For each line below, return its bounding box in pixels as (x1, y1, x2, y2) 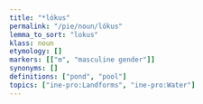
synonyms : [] (9, 64, 59, 73)
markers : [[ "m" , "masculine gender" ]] (9, 55, 155, 64)
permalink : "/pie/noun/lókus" (9, 22, 124, 31)
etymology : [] (9, 47, 63, 56)
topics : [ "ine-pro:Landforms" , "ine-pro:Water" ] (9, 80, 196, 90)
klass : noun (9, 38, 54, 48)
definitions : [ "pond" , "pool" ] (9, 72, 127, 81)
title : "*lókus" (9, 13, 70, 23)
